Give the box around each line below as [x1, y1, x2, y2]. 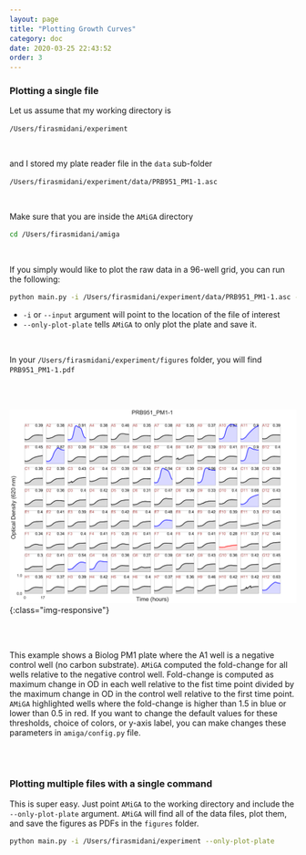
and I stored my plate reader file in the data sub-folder [9, 158, 213, 169]
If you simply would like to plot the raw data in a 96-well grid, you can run [9, 265, 285, 276]
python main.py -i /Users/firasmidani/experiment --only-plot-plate [9, 836, 275, 846]
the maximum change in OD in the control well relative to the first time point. [9, 689, 295, 700]
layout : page [9, 15, 59, 24]
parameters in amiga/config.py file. [9, 727, 141, 738]
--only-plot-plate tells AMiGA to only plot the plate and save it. [22, 319, 258, 330]
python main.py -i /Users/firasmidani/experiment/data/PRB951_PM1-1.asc [9, 293, 291, 302]
